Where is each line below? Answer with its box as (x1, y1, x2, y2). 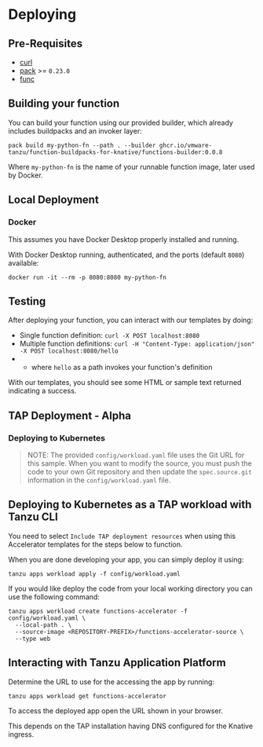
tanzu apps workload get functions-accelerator (8, 692, 167, 700)
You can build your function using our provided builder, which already (8, 118, 234, 127)
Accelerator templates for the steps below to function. (8, 540, 183, 549)
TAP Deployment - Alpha (8, 408, 132, 422)
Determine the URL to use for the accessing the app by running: (8, 677, 214, 687)
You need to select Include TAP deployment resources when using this (8, 531, 236, 540)
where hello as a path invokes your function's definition (31, 363, 214, 372)
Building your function (8, 97, 120, 111)
